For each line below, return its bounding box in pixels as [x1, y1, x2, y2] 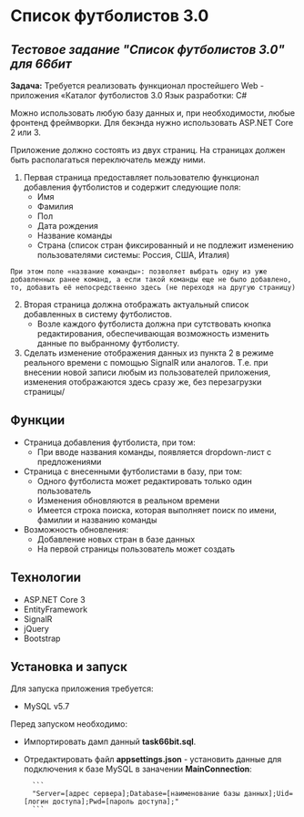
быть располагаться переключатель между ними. [10, 154, 206, 165]
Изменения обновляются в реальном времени [36, 494, 220, 506]
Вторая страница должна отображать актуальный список [23, 299, 249, 310]
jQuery [23, 623, 49, 634]
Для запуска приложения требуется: [10, 683, 154, 694]
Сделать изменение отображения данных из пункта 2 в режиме [23, 347, 274, 358]
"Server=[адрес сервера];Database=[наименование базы [32, 790, 240, 799]
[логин [23, 797, 49, 807]
